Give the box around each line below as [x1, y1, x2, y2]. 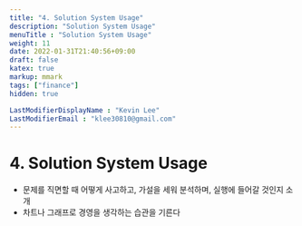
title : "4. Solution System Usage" [9, 13, 144, 23]
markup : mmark [9, 73, 63, 82]
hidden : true [9, 89, 59, 98]
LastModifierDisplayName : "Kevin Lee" [9, 105, 161, 114]
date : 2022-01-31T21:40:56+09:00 [9, 47, 136, 56]
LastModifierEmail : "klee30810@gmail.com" [9, 114, 177, 123]
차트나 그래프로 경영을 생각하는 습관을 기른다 [22, 207, 181, 218]
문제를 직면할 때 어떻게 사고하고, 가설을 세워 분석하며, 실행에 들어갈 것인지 [22, 184, 284, 195]
